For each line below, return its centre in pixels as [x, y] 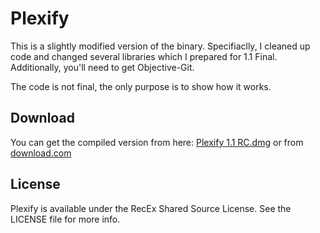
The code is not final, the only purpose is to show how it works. [141, 86]
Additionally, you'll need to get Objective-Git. [102, 67]
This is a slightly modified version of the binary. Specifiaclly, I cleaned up [160, 46]
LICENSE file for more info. [65, 219]
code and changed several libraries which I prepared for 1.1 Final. [144, 56]
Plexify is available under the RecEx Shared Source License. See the [151, 208]
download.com [41, 153]
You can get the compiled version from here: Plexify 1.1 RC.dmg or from [157, 142]
